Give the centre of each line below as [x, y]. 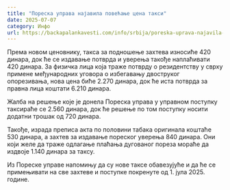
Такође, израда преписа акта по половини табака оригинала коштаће [110, 130]
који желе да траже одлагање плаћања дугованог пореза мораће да [108, 144]
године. [18, 180]
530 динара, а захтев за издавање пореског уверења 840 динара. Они [111, 137]
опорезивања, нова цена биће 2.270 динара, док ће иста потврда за [107, 81]
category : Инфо [29, 26]
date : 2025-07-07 [32, 20]
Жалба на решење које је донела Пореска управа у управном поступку [112, 102]
